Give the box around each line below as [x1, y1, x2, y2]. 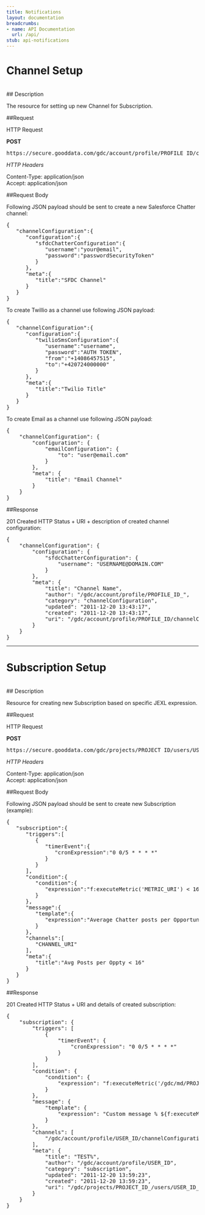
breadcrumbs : [6, 20, 40, 26]
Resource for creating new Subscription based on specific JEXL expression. [6, 699, 198, 706]
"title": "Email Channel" [45, 476, 123, 483]
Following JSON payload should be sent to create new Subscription [6, 800, 176, 807]
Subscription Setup [6, 661, 107, 674]
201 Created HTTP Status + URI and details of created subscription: [6, 1000, 176, 1008]
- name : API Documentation [6, 26, 75, 32]
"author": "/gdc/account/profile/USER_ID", [45, 1159, 177, 1166]
